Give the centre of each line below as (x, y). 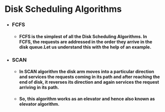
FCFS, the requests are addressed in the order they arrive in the (86, 42)
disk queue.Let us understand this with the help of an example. (85, 47)
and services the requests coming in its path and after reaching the (89, 77)
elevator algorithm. (39, 104)
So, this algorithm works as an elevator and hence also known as (87, 99)
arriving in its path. (39, 87)
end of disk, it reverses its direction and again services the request (89, 82)
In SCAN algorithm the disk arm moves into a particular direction (86, 72)
